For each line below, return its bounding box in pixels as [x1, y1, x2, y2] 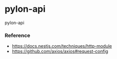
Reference [4, 32, 30, 39]
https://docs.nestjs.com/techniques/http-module [11, 43, 113, 49]
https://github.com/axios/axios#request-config [11, 48, 109, 55]
